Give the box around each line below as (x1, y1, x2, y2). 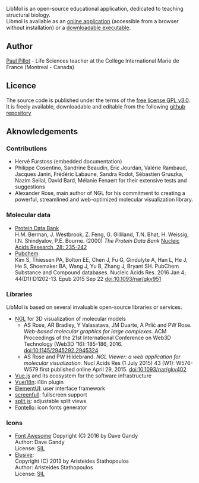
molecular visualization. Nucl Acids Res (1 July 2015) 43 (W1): (23, 359, 175, 366)
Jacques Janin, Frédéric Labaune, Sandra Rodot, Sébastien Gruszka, (14, 171, 184, 178)
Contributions (6, 144, 48, 153)
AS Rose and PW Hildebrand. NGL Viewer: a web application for (23, 353, 181, 360)
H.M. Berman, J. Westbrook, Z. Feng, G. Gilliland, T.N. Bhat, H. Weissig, (14, 231, 189, 238)
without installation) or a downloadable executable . (6, 24, 131, 31)
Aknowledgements (6, 126, 78, 137)
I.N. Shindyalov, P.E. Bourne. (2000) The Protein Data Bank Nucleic (14, 237, 180, 244)
